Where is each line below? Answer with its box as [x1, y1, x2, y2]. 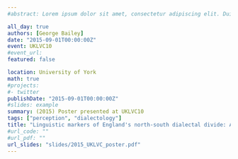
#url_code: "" [7, 128, 50, 135]
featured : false [7, 56, 55, 64]
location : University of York [7, 69, 97, 76]
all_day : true [7, 23, 50, 30]
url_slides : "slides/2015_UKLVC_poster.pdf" [7, 141, 141, 148]
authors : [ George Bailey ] [7, 30, 84, 37]
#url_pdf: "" [7, 134, 46, 141]
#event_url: [7, 49, 42, 57]
